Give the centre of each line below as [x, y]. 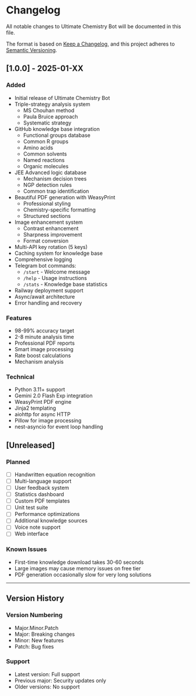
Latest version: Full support [47, 674]
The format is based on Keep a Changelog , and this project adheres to [90, 44]
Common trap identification [56, 191]
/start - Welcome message [57, 272]
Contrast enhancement [51, 228]
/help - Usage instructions [55, 278]
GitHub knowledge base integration [57, 129]
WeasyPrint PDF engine [43, 402]
